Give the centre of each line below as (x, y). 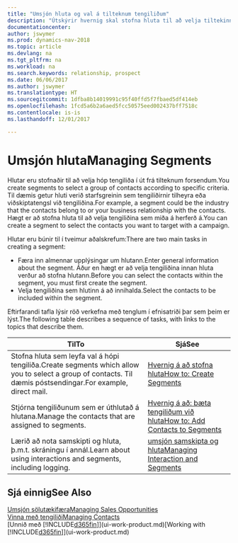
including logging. (41, 467)
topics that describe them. (46, 326)
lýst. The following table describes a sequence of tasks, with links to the (112, 319)
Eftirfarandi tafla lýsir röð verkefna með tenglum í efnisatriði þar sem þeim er (119, 311)
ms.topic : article (34, 47)
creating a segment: (36, 246)
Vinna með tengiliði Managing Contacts (64, 517)
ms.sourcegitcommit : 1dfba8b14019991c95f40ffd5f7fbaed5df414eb (103, 100)
